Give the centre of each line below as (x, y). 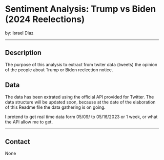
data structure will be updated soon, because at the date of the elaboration (80, 102)
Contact (18, 142)
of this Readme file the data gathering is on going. (55, 107)
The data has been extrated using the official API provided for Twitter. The (80, 97)
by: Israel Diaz (19, 33)
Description (23, 53)
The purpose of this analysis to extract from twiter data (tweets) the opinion (81, 64)
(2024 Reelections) (45, 19)
